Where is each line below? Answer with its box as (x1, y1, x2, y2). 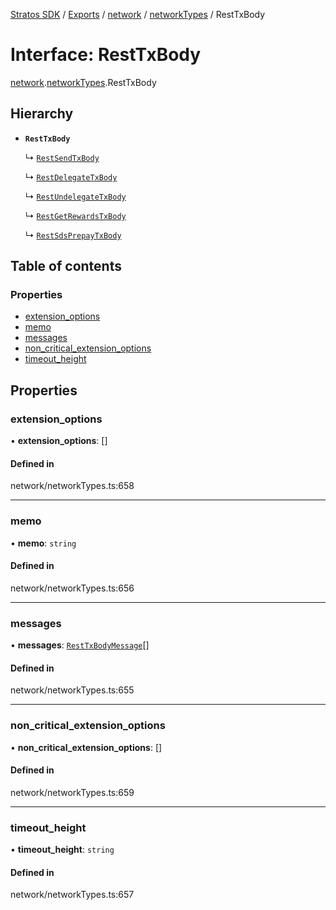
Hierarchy (10, 105, 74, 123)
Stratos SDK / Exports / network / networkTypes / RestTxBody (10, 9, 266, 20)
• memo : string (10, 537, 77, 549)
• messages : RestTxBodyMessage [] (10, 639, 150, 651)
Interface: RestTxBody (10, 44, 202, 66)
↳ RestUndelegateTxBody (24, 190, 127, 202)
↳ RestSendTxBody (24, 151, 100, 163)
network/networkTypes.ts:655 (10, 684, 135, 696)
